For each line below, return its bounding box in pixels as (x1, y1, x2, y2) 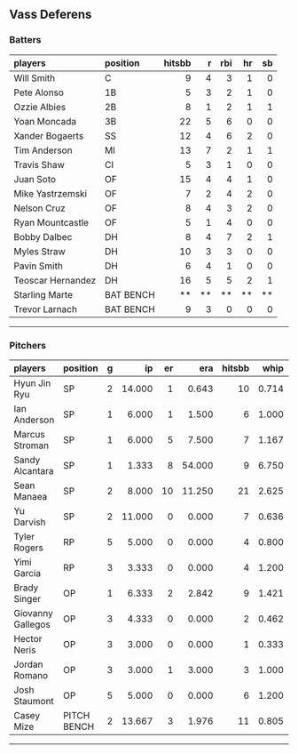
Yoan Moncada (13, 115, 77, 127)
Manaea (13, 490, 48, 502)
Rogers (13, 541, 44, 554)
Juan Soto (13, 172, 56, 185)
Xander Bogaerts (13, 129, 84, 141)
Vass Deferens (9, 7, 92, 22)
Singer (13, 592, 42, 605)
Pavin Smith (13, 260, 64, 272)
